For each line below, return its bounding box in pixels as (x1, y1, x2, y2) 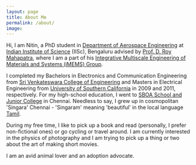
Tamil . (6, 110, 21, 117)
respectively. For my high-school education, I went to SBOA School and (6, 91, 182, 98)
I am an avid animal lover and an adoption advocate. (6, 152, 134, 160)
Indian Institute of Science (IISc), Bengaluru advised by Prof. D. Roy (6, 48, 172, 55)
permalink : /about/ (6, 20, 55, 26)
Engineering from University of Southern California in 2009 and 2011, (6, 85, 176, 92)
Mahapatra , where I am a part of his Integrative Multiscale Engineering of (6, 54, 186, 61)
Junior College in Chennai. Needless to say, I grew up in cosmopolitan (6, 98, 179, 105)
